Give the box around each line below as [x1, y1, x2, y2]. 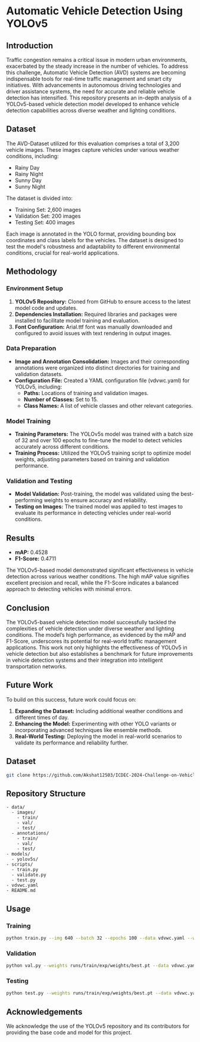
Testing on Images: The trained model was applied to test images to [14, 503, 183, 510]
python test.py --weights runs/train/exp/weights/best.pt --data [6, 990, 171, 996]
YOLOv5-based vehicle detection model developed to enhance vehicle [6, 101, 180, 108]
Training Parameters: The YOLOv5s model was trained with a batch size [14, 430, 193, 438]
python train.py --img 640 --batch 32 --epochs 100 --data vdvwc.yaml [6, 935, 185, 941]
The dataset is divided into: [6, 195, 73, 202]
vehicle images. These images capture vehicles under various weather [6, 146, 180, 153]
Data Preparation [6, 344, 57, 352]
